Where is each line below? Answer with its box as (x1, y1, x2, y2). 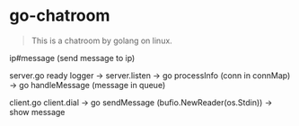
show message (9, 106, 66, 117)
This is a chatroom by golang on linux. (31, 35, 172, 46)
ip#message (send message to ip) (9, 52, 136, 63)
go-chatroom (9, 5, 110, 26)
